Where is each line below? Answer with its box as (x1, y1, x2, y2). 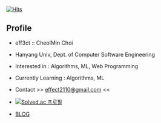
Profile (6, 23, 32, 33)
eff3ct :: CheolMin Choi (15, 39, 73, 46)
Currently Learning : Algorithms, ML (15, 74, 105, 81)
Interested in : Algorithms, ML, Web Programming (15, 62, 139, 69)
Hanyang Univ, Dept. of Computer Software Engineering (15, 51, 156, 58)
